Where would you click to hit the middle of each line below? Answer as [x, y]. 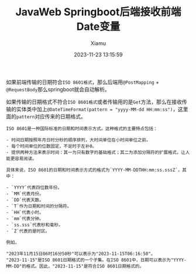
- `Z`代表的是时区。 [28, 231]
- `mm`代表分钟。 [25, 218]
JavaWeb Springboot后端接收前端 [98, 12]
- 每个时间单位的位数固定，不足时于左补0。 [51, 146]
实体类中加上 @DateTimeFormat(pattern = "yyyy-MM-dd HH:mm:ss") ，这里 [102, 109]
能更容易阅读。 [21, 159]
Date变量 [98, 27]
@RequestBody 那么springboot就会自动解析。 [58, 89]
